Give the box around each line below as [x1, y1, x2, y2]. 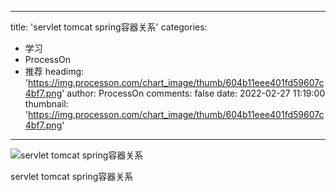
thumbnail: [24, 98, 69, 110]
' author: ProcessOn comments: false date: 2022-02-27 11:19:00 [61, 87, 326, 99]
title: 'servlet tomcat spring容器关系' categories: [10, 21, 208, 33]
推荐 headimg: [24, 66, 85, 77]
